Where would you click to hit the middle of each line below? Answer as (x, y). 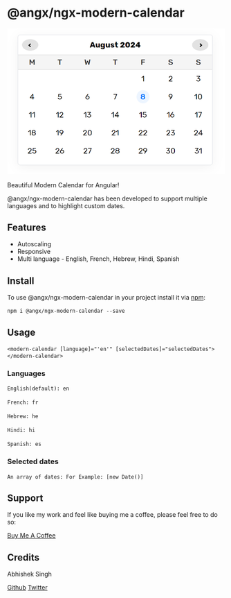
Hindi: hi (21, 430)
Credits (24, 557)
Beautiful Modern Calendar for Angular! (63, 185)
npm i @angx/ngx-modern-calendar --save (66, 311)
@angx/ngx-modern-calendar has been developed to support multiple (107, 198)
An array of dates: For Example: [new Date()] (75, 477)
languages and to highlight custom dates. (66, 205)
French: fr (23, 403)
